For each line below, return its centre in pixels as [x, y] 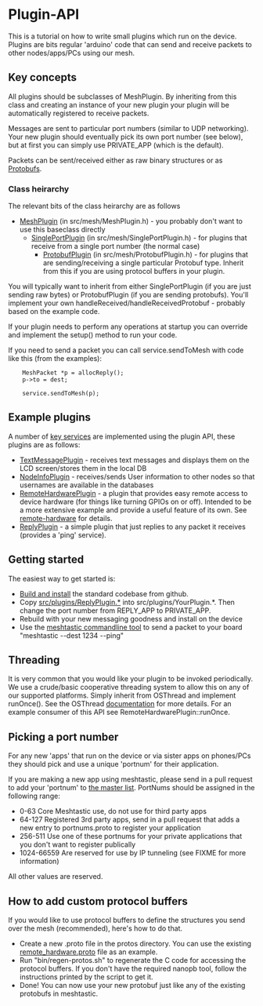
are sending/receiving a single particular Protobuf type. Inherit [143, 263]
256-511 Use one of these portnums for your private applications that [131, 837]
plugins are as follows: [44, 444]
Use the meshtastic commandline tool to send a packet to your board [131, 627]
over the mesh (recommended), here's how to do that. [95, 928]
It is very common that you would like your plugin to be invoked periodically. [131, 679]
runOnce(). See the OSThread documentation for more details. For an [120, 704]
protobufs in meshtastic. [59, 993]
